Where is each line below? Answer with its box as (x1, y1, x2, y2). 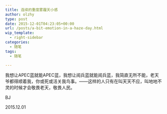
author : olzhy (5, 12, 35, 17)
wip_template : (5, 30, 35, 35)
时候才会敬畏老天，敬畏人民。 (13, 85, 75, 91)
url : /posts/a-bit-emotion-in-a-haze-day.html (5, 26, 103, 31)
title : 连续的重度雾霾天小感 (5, 7, 58, 12)
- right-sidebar (9, 35, 43, 40)
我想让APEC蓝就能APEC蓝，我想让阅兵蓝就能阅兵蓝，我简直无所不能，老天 (5, 72, 159, 78)
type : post (5, 16, 28, 21)
